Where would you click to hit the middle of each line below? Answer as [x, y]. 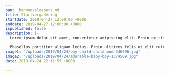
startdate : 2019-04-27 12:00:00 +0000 [46, 19]
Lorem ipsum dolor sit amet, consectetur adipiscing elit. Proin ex [83, 38]
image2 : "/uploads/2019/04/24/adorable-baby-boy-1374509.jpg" [72, 56]
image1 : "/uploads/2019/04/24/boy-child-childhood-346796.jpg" [73, 52]
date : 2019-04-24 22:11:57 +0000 [40, 61]
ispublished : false [26, 29]
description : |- [22, 33]
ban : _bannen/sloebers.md [32, 10]
